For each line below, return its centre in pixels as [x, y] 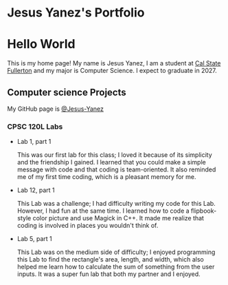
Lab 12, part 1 [36, 190]
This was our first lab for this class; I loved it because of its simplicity [115, 155]
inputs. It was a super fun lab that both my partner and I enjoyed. [109, 274]
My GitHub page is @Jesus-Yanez [56, 109]
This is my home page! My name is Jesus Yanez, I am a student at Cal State [114, 63]
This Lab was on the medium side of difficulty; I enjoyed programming [116, 252]
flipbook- [204, 211]
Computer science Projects [67, 92]
